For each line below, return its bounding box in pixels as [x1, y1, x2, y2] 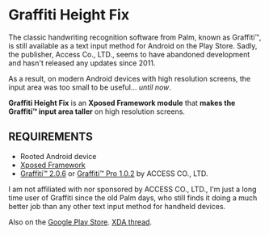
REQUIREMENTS [8, 130, 93, 144]
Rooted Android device [19, 151, 97, 161]
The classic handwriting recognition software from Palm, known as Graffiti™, [8, 32, 262, 42]
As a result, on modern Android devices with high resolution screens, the [8, 73, 251, 83]
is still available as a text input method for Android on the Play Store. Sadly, [8, 40, 258, 50]
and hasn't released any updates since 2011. [8, 58, 156, 68]
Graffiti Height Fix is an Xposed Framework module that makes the [8, 98, 236, 107]
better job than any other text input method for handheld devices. [8, 201, 226, 211]
